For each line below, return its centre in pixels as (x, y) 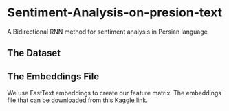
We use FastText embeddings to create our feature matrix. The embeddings (115, 93)
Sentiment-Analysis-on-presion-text (115, 13)
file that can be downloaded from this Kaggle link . (77, 100)
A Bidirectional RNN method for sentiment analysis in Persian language (107, 32)
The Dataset (34, 53)
